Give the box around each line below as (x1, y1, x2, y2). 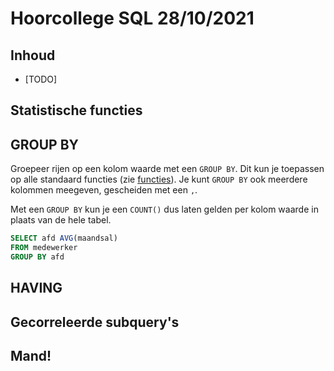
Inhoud (10, 47, 56, 64)
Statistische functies (10, 102, 143, 119)
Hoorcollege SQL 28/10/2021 (10, 7, 255, 30)
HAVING (10, 280, 63, 297)
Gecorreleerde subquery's (10, 313, 180, 331)
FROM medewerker (10, 243, 78, 253)
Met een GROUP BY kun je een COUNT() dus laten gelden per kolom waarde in (10, 203, 319, 216)
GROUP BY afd (10, 252, 65, 262)
